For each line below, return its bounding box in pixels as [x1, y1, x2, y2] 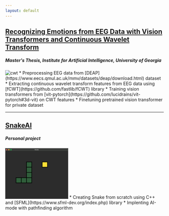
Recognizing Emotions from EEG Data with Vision [5, 28, 162, 36]
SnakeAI [5, 121, 32, 130]
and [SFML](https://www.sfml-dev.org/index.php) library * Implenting [5, 199, 149, 206]
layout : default [5, 8, 39, 13]
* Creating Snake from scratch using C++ [69, 194, 155, 200]
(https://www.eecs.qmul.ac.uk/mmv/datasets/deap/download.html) [5, 75, 144, 81]
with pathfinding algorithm [18, 205, 73, 211]
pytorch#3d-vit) [5, 96, 38, 103]
